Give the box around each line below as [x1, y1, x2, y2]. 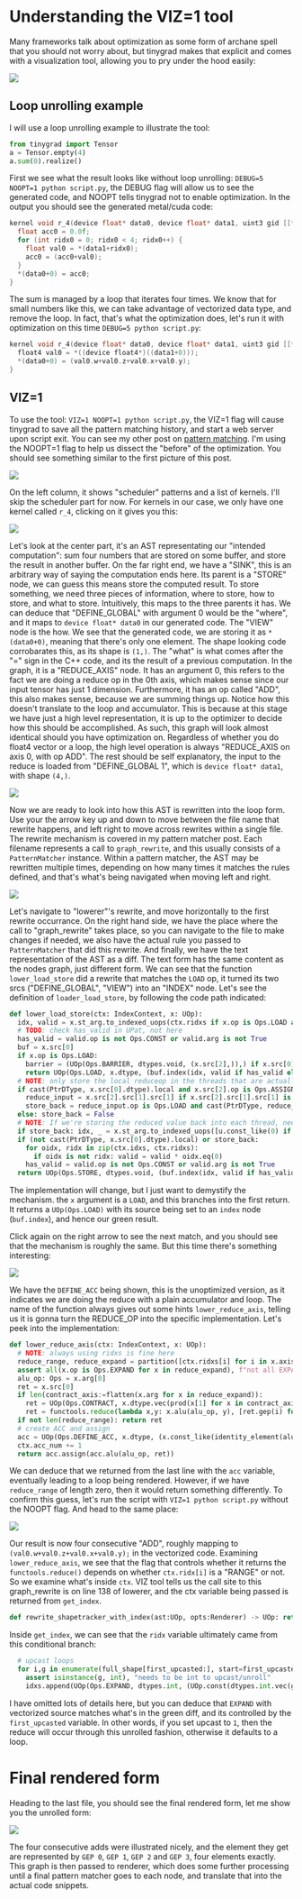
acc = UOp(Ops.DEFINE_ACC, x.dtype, [17, 1432, 155, 1441]
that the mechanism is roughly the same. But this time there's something [9, 1241, 277, 1252]
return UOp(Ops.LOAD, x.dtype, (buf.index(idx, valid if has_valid [25, 1068, 283, 1077]
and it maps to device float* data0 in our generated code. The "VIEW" [9, 616, 274, 627]
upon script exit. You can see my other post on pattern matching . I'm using [9, 433, 286, 443]
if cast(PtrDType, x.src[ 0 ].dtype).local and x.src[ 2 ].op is [17, 1084, 252, 1094]
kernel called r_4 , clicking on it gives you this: [9, 506, 178, 516]
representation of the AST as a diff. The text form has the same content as [9, 954, 285, 964]
